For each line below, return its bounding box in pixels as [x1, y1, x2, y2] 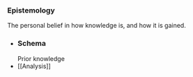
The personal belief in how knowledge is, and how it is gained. [7, 22, 186, 30]
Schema [17, 39, 47, 49]
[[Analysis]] [17, 62, 51, 70]
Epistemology [7, 6, 56, 15]
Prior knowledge [17, 54, 65, 62]
